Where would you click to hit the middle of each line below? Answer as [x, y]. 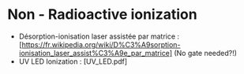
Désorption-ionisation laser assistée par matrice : [99, 36]
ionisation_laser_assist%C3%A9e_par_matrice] [96, 53]
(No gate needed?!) [206, 53]
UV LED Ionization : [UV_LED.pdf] [73, 61]
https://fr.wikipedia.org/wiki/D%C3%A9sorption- [101, 44]
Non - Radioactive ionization [103, 15]
